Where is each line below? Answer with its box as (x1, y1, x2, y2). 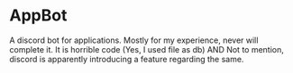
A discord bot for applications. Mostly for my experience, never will (9, 35, 259, 45)
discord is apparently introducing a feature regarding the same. (9, 53, 244, 64)
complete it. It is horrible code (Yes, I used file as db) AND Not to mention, (9, 44, 284, 54)
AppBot (9, 5, 68, 26)
